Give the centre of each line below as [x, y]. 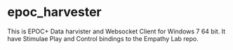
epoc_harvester [54, 12]
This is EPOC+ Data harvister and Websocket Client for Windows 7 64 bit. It [116, 31]
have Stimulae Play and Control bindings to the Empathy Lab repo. [103, 38]
